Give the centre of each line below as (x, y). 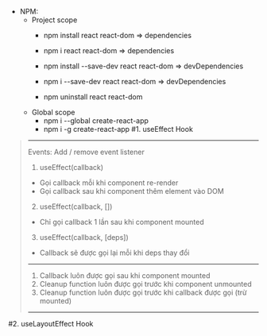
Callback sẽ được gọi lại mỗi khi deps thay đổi (114, 253)
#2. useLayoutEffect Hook (51, 324)
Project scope (54, 20)
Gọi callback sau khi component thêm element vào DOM (132, 191)
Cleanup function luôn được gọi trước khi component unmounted (145, 284)
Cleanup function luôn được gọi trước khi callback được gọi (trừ (143, 292)
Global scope (53, 112)
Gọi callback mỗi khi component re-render (109, 183)
